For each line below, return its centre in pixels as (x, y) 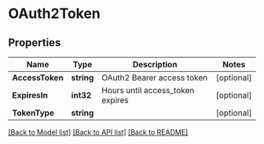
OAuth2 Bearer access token (155, 77)
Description (155, 65)
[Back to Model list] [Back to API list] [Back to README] (98, 132)
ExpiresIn (30, 95)
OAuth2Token (54, 14)
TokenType (33, 113)
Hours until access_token (148, 90)
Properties (35, 43)
